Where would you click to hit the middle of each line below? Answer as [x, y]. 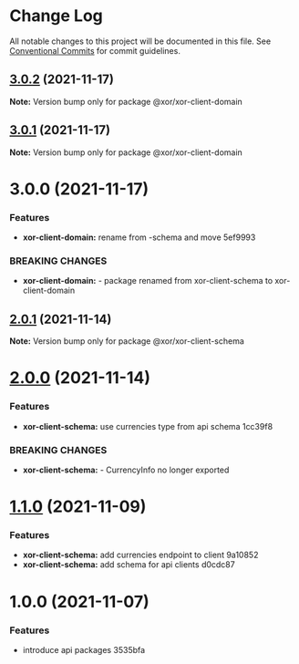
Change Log [56, 16]
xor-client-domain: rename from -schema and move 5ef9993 [139, 237]
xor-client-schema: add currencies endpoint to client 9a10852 [140, 555]
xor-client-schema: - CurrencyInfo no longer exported [126, 470]
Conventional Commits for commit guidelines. [95, 50]
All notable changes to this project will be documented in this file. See [140, 41]
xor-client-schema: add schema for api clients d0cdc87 [129, 565]
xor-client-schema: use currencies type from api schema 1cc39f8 [148, 426]
